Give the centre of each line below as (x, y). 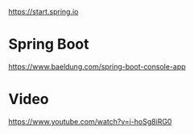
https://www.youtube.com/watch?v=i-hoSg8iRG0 (90, 121)
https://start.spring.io (43, 12)
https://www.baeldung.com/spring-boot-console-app (97, 66)
